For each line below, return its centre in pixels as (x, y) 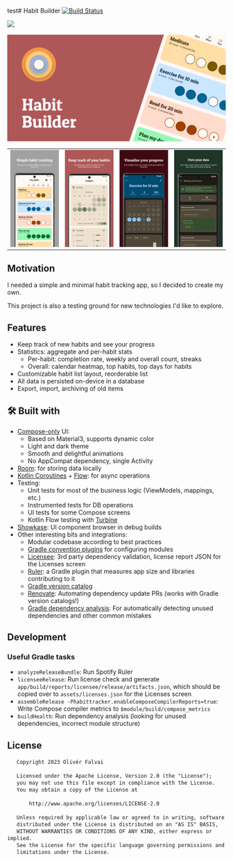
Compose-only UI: (43, 431)
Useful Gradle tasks (41, 657)
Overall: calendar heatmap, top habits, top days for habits (110, 366)
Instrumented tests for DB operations (80, 505)
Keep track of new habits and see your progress (86, 344)
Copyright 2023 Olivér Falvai (60, 763)
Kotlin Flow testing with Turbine (72, 519)
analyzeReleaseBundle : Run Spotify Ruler (75, 672)
